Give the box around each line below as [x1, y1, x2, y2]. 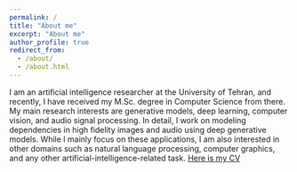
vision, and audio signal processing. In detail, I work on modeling [9, 114, 246, 125]
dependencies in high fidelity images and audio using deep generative [9, 124, 267, 135]
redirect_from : [9, 46, 66, 55]
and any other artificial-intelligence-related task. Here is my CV [9, 152, 241, 163]
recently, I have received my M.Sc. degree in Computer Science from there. [9, 96, 286, 106]
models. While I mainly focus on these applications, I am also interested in [9, 134, 280, 145]
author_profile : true [9, 37, 90, 47]
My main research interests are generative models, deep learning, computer [9, 106, 288, 116]
